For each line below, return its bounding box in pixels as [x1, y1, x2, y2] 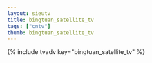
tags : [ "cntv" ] [7, 23, 51, 29]
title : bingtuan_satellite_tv [7, 16, 95, 23]
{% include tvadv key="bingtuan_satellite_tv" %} [7, 48, 146, 56]
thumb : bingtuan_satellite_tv [7, 29, 95, 36]
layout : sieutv [7, 10, 51, 17]
